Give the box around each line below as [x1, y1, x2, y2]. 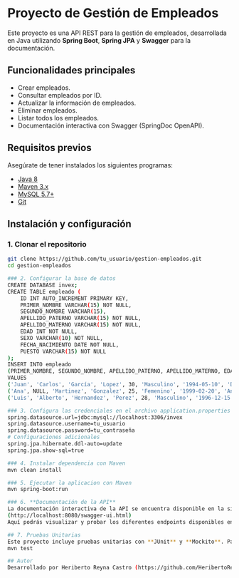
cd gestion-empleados [7, 262, 72, 269]
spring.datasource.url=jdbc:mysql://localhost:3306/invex [7, 413, 183, 421]
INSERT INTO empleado [7, 361, 72, 368]
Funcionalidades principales [7, 64, 136, 76]
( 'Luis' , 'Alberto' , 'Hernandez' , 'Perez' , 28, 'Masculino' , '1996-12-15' [7, 394, 234, 401]
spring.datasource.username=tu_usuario [7, 420, 126, 428]
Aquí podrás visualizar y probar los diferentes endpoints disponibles [7, 518, 224, 525]
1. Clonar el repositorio [7, 239, 87, 249]
